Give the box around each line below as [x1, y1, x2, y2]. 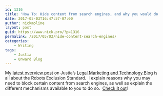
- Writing [14, 43, 34, 48]
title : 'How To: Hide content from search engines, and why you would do [5, 12, 159, 16]
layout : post [5, 25, 32, 30]
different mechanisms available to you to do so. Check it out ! [5, 85, 128, 91]
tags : [5, 48, 16, 52]
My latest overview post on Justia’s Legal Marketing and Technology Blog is [5, 70, 158, 76]
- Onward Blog [14, 57, 42, 62]
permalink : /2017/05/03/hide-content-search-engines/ [5, 34, 117, 39]
